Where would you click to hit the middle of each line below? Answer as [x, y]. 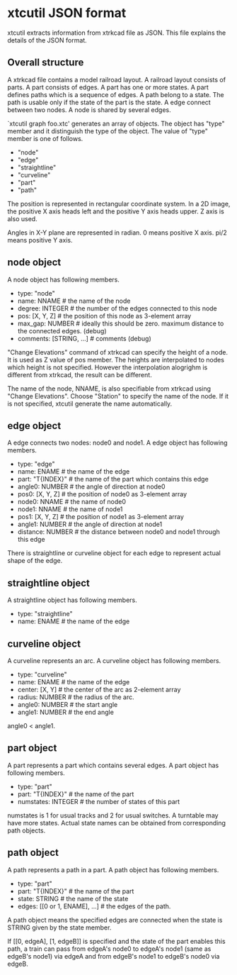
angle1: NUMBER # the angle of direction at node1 [90, 524]
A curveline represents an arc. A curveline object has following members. [114, 661]
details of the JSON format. [47, 40]
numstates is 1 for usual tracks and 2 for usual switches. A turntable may [113, 815]
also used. [22, 218]
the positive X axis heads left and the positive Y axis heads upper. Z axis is [116, 211]
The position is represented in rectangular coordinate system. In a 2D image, [119, 204]
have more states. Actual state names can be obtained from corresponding [117, 823]
